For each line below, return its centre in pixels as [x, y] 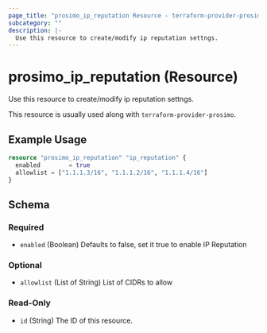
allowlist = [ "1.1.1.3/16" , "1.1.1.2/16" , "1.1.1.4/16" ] [112, 172]
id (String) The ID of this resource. [76, 320]
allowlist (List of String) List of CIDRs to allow [96, 282]
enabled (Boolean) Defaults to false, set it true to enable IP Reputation [133, 245]
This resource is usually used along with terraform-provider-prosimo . [122, 114]
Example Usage [48, 139]
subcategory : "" [35, 23]
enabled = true [53, 165]
